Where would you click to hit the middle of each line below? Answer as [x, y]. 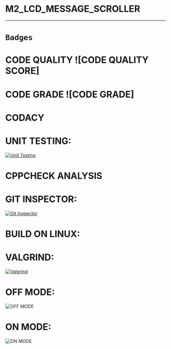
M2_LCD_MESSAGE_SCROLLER [73, 9]
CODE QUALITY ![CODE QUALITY [77, 60]
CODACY [25, 118]
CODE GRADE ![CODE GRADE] [70, 94]
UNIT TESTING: [38, 141]
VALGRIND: [30, 257]
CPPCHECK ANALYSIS [54, 176]
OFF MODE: [30, 292]
